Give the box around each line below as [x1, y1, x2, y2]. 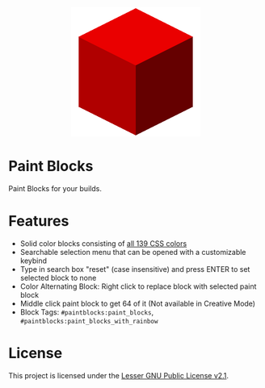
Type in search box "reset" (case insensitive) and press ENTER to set [19, 264, 250, 273]
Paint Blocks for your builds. [8, 183, 103, 193]
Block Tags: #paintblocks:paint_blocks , [19, 307, 154, 317]
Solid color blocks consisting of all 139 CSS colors [19, 238, 187, 248]
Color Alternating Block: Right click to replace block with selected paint [19, 282, 257, 291]
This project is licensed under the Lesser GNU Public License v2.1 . [8, 370, 229, 380]
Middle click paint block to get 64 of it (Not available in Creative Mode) [19, 298, 256, 308]
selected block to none [19, 273, 97, 282]
